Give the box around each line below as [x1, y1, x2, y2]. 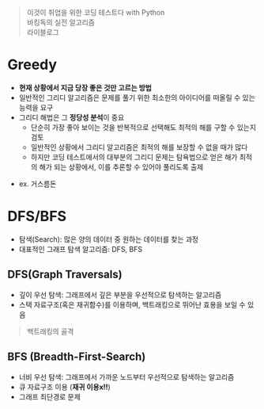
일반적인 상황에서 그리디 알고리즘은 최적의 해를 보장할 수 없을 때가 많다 [30, 142, 248, 151]
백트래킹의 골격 [26, 327, 74, 336]
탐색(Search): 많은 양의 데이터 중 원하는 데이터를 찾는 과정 [18, 234, 199, 244]
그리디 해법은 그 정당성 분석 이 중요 [18, 113, 125, 122]
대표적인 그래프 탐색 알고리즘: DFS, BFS [18, 244, 143, 254]
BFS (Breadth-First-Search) [7, 350, 146, 364]
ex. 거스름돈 [18, 178, 57, 189]
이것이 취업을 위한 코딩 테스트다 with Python [26, 8, 165, 17]
